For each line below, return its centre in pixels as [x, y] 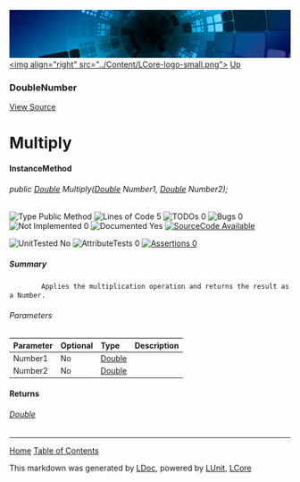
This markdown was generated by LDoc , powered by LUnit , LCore [130, 468]
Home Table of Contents [54, 450]
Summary [28, 264]
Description [157, 345]
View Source [33, 107]
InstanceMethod [41, 168]
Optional [77, 345]
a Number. [28, 296]
